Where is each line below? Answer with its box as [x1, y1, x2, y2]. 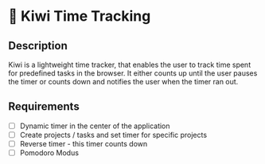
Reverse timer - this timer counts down [19, 139, 148, 148]
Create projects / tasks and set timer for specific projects [19, 130, 208, 139]
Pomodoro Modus [19, 148, 80, 158]
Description [8, 39, 68, 53]
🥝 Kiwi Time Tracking [8, 7, 151, 25]
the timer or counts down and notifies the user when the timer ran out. [8, 77, 239, 86]
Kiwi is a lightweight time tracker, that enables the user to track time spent [8, 60, 251, 69]
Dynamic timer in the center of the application [19, 121, 170, 131]
